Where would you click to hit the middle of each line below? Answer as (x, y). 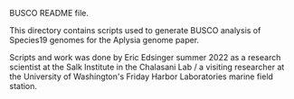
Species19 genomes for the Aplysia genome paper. (104, 40)
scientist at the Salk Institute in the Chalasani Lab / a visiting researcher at (147, 67)
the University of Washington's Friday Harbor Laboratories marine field (142, 76)
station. (24, 86)
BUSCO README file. (49, 13)
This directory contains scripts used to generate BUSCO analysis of (135, 30)
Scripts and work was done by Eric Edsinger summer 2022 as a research (145, 57)
